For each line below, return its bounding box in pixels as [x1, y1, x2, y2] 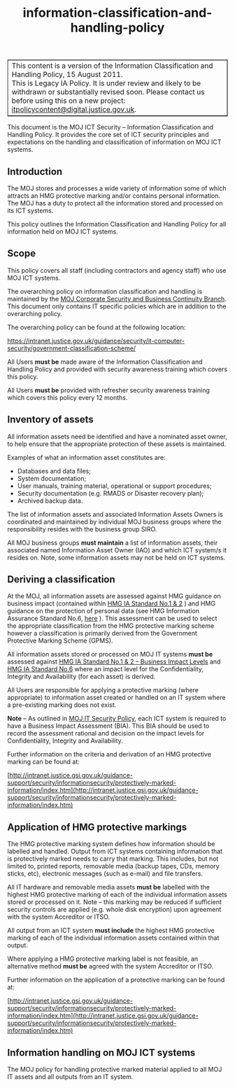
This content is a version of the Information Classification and [11, 61, 213, 71]
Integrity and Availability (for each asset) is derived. [7, 673, 156, 681]
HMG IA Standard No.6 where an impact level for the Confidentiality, [7, 665, 204, 673]
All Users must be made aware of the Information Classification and [7, 357, 203, 366]
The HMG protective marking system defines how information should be [7, 840, 215, 848]
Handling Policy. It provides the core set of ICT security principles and [7, 131, 209, 139]
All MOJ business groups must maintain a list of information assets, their [7, 538, 218, 547]
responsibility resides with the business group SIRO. [7, 524, 157, 533]
